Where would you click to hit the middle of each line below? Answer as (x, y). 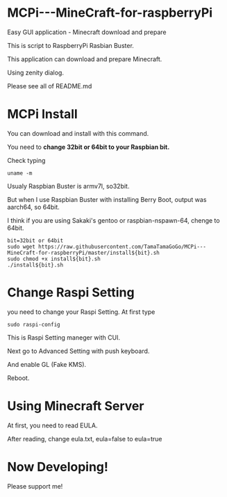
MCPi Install (42, 115)
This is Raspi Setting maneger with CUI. (64, 337)
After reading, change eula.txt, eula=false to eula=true (85, 439)
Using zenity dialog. (36, 72)
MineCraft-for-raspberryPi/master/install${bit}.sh (83, 253)
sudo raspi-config (34, 324)
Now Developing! (58, 467)
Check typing (26, 160)
